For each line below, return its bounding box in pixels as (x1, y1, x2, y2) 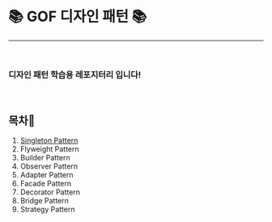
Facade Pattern (19, 179, 71, 189)
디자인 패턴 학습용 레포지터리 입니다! (8, 69, 142, 80)
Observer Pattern (19, 161, 79, 171)
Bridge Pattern (19, 196, 69, 206)
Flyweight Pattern (19, 144, 79, 154)
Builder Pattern (19, 153, 70, 163)
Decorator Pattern (19, 187, 81, 197)
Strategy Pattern (19, 204, 75, 215)
